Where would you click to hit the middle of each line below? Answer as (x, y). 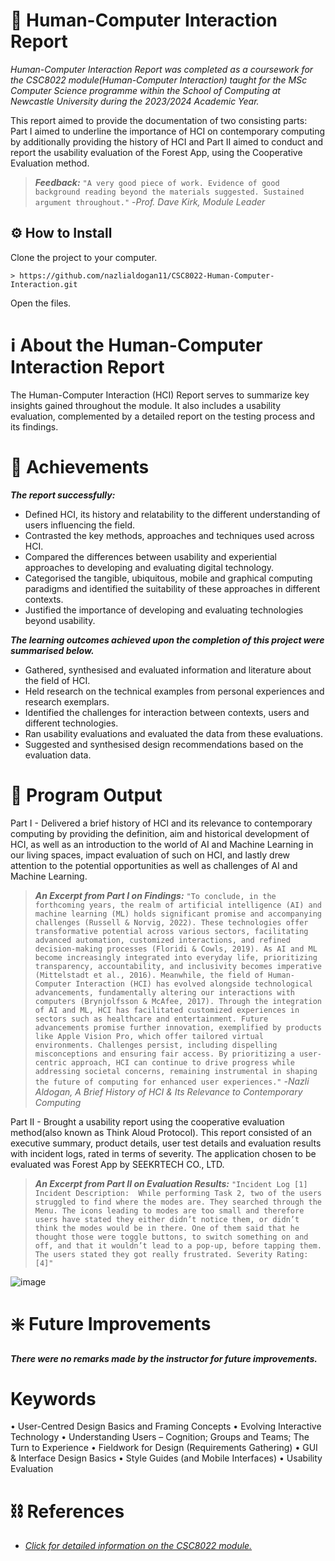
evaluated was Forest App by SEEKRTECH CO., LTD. (117, 1164)
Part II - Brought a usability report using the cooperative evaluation (147, 1121)
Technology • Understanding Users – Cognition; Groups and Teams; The (160, 1437)
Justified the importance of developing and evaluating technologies (164, 610)
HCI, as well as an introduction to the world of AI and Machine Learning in (162, 844)
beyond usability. (60, 620)
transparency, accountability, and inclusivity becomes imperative (178, 966)
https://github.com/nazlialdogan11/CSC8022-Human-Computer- (147, 275)
